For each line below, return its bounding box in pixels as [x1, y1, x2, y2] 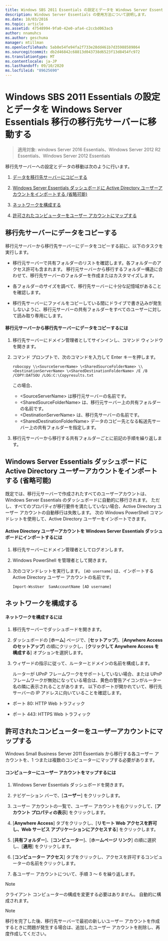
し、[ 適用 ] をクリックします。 [12, 843, 74, 849]
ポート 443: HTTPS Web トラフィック [12, 711, 91, 717]
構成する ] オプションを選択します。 [12, 649, 86, 656]
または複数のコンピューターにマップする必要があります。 [39, 757, 157, 763]
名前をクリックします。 [30, 860, 79, 866]
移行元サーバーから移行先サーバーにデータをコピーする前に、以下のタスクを [5, 243, 163, 249]
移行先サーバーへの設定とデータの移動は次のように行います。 [5, 163, 132, 169]
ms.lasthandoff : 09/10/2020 [5, 63, 64, 68]
